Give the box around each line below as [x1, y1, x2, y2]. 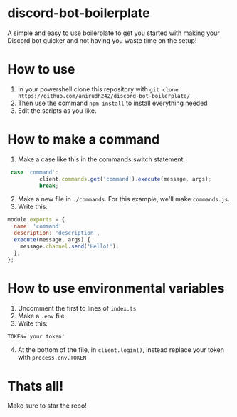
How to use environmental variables [7, 280, 225, 296]
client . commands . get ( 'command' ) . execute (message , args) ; [38, 175, 212, 183]
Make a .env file [17, 311, 65, 320]
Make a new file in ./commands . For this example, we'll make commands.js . [17, 195, 230, 204]
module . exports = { [7, 216, 65, 223]
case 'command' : [10, 169, 59, 176]
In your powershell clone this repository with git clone [17, 84, 179, 94]
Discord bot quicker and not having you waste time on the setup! [7, 36, 197, 44]
